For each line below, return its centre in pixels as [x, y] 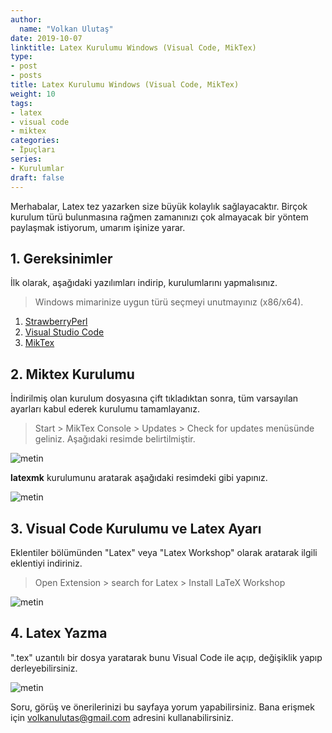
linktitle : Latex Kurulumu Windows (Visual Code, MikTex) [133, 47]
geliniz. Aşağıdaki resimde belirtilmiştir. [115, 439]
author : [26, 19]
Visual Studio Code [64, 332]
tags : [21, 103]
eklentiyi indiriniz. [46, 563]
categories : [35, 141]
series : [26, 159]
